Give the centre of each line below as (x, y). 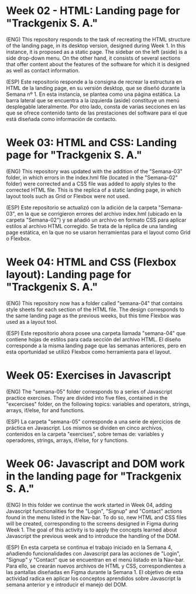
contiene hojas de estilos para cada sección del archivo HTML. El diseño (94, 339)
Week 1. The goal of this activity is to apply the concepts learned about (92, 530)
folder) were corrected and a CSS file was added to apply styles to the (91, 184)
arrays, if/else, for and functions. (45, 410)
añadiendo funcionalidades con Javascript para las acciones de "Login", (93, 553)
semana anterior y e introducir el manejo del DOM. (67, 584)
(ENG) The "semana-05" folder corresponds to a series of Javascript (89, 391)
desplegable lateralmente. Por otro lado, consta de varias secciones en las (96, 106)
